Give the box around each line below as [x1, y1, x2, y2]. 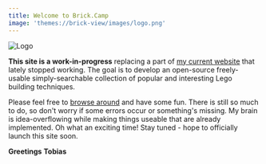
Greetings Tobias [8, 146, 67, 156]
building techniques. [8, 81, 76, 92]
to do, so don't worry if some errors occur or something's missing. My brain [8, 105, 258, 115]
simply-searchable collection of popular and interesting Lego [31, 73, 233, 83]
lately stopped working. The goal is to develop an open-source [8, 64, 216, 74]
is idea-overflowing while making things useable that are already [8, 114, 221, 123]
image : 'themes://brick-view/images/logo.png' [8, 19, 166, 27]
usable [8, 73, 30, 83]
